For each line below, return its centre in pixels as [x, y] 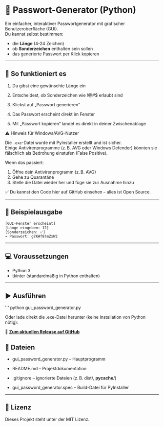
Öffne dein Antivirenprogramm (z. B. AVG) [54, 172]
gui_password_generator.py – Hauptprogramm [59, 359]
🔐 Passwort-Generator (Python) [71, 10]
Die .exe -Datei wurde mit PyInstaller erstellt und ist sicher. [63, 142]
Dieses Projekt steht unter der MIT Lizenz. [47, 419]
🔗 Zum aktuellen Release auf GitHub [42, 332]
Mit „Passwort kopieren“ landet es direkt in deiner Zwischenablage [79, 123]
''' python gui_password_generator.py [43, 308]
